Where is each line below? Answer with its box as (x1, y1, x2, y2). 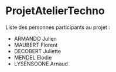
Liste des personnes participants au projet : (5, 24, 111, 31)
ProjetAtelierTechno (5, 4, 105, 18)
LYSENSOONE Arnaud (13, 60, 69, 67)
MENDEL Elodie (13, 54, 52, 61)
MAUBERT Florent (13, 41, 58, 48)
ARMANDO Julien (13, 35, 57, 42)
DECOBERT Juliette (13, 47, 62, 54)
